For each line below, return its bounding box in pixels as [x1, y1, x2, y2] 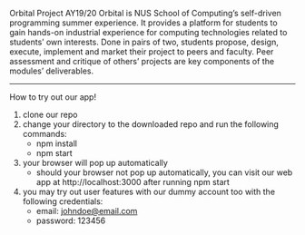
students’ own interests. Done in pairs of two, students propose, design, [9, 36, 279, 47]
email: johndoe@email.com [35, 206, 138, 216]
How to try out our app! [9, 92, 97, 103]
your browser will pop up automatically [22, 158, 168, 168]
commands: [22, 129, 67, 139]
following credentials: [22, 196, 103, 207]
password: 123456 [35, 215, 106, 226]
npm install [35, 138, 77, 149]
